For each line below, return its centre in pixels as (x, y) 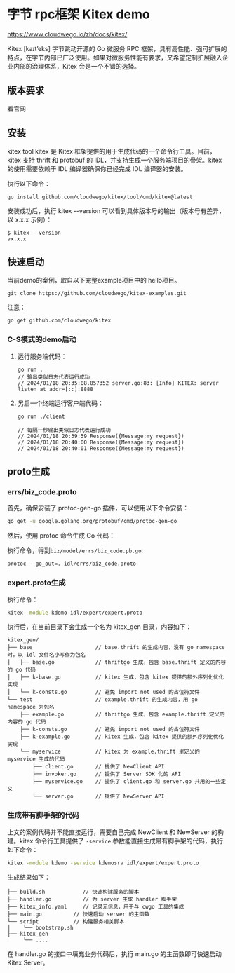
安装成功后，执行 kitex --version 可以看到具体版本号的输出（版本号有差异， (116, 210)
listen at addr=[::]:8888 (55, 389)
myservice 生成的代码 (36, 759)
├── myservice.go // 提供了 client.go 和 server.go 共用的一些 (127, 782)
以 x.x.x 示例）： (30, 219)
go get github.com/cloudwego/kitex (59, 321)
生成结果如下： (29, 877)
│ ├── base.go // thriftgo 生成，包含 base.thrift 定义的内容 (117, 662)
